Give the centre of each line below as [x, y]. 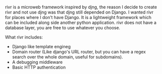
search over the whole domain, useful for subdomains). [67, 57]
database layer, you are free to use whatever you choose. [63, 28]
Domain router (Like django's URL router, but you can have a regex [79, 52]
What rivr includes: [24, 37]
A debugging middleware [37, 62]
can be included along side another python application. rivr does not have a [81, 22]
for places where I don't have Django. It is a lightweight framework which [78, 17]
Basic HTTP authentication [39, 67]
